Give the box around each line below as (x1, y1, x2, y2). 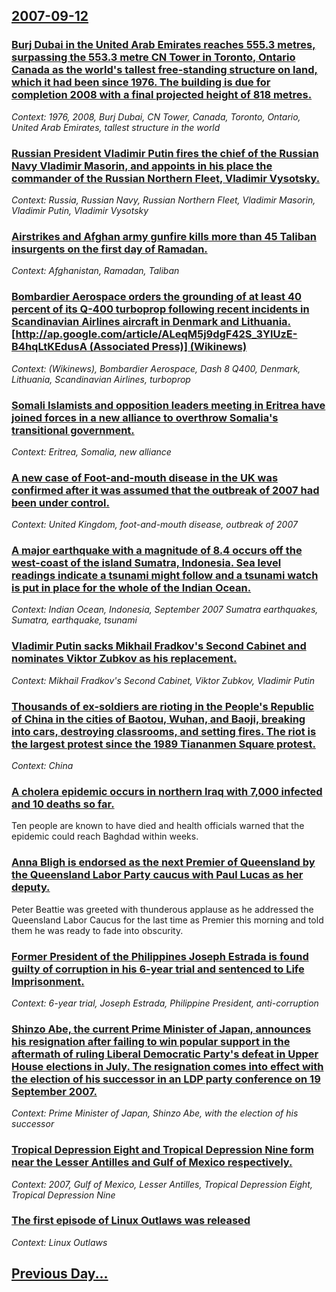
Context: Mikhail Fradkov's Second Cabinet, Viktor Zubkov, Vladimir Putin (11, 674, 316, 686)
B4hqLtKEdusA (11, 340, 88, 354)
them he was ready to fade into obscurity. (11, 924, 184, 936)
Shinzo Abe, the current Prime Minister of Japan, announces (11, 1022, 312, 1036)
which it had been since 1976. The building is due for (11, 75, 271, 89)
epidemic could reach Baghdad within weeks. (11, 830, 199, 843)
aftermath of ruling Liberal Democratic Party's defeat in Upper (11, 1047, 319, 1061)
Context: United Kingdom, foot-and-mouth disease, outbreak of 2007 (11, 519, 298, 531)
